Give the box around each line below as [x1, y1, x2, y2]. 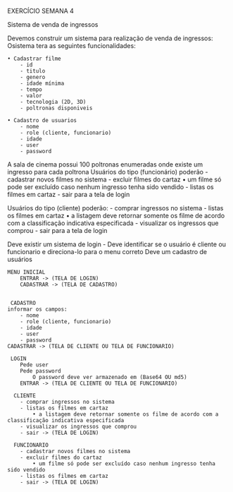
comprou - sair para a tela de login [7, 227, 108, 234]
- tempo [20, 86, 42, 93]
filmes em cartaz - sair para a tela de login [7, 191, 130, 198]
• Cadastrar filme [7, 55, 61, 62]
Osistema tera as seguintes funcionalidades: [7, 42, 136, 49]
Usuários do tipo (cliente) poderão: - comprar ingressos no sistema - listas [7, 204, 224, 212]
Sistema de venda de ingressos [7, 20, 99, 28]
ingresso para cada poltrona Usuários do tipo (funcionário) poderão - [7, 168, 208, 176]
